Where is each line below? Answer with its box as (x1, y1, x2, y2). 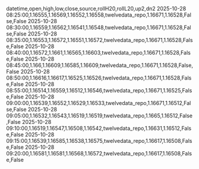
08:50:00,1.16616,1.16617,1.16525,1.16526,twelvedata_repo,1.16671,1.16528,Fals (6, 74, 192, 81)
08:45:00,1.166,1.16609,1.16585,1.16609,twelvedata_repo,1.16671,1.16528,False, (6, 62, 193, 69)
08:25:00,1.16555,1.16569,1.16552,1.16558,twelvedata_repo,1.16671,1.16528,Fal (6, 11, 192, 18)
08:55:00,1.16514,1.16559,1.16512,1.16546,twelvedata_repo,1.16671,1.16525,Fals (6, 87, 192, 94)
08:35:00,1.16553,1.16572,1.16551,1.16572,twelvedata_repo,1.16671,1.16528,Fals (6, 37, 193, 43)
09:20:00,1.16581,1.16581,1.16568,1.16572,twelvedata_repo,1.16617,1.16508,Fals (6, 150, 192, 157)
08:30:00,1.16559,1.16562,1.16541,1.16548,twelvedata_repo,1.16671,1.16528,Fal (6, 24, 191, 31)
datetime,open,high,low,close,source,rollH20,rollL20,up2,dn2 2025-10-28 (6, 5, 187, 12)
